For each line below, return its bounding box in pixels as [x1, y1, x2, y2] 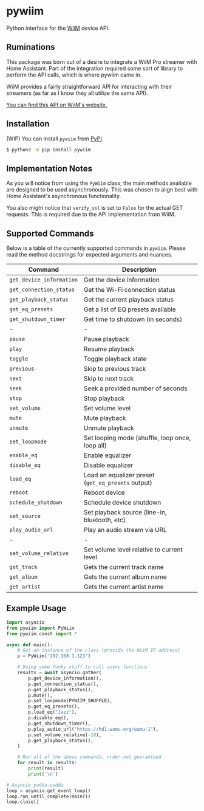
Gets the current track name [84, 563, 164, 571]
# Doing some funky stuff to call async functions [17, 664, 148, 670]
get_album [9, 573, 38, 581]
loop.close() [6, 799, 39, 805]
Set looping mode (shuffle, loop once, [84, 433, 191, 442]
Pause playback [84, 335, 129, 343]
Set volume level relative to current [84, 545, 183, 554]
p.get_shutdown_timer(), [28, 720, 91, 726]
